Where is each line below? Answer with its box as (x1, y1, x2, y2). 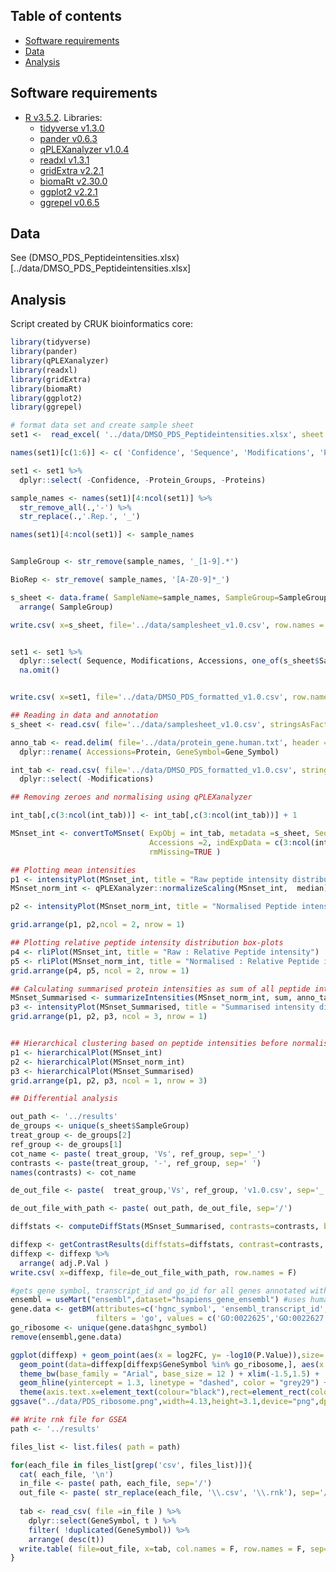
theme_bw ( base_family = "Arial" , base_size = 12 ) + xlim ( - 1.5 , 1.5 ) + (19, 1369, 320, 1379)
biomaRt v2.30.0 (39, 175, 108, 187)
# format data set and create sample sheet (10, 420, 195, 431)
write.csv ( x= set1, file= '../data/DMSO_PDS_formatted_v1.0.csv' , (10, 692, 288, 703)
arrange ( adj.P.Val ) (19, 1258, 110, 1268)
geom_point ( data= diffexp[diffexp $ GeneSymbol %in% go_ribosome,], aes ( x (19, 1359, 325, 1369)
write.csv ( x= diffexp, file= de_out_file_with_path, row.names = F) (10, 1267, 298, 1278)
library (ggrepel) (10, 402, 83, 413)
